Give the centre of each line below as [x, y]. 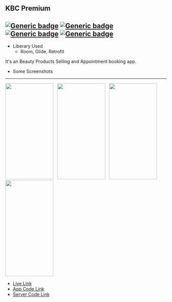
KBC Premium [28, 8]
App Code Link [28, 289]
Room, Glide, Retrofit [42, 52]
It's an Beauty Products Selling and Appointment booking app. [71, 61]
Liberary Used [28, 46]
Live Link [22, 284]
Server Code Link [31, 294]
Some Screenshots [33, 72]
